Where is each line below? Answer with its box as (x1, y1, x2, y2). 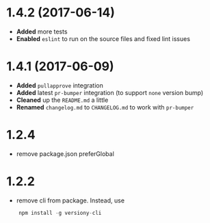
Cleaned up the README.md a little (16, 96, 109, 104)
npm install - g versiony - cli (18, 209, 102, 216)
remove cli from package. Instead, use (16, 196, 124, 205)
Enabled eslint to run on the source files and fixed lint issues (16, 34, 191, 42)
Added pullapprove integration (16, 81, 103, 90)
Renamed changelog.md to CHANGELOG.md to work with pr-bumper (16, 103, 194, 111)
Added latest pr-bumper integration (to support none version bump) (16, 88, 204, 96)
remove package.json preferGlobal (16, 149, 114, 158)
